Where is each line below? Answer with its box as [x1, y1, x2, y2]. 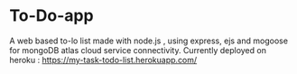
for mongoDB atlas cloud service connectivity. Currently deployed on [9, 44, 266, 55]
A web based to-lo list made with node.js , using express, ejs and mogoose [9, 35, 289, 46]
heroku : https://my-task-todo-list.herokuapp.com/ [9, 54, 198, 65]
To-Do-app [9, 5, 94, 26]
